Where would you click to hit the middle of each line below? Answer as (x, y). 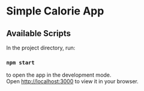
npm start (20, 62)
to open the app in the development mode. (59, 75)
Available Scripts (38, 33)
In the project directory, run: (41, 48)
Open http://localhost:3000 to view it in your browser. (73, 81)
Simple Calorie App (55, 11)
